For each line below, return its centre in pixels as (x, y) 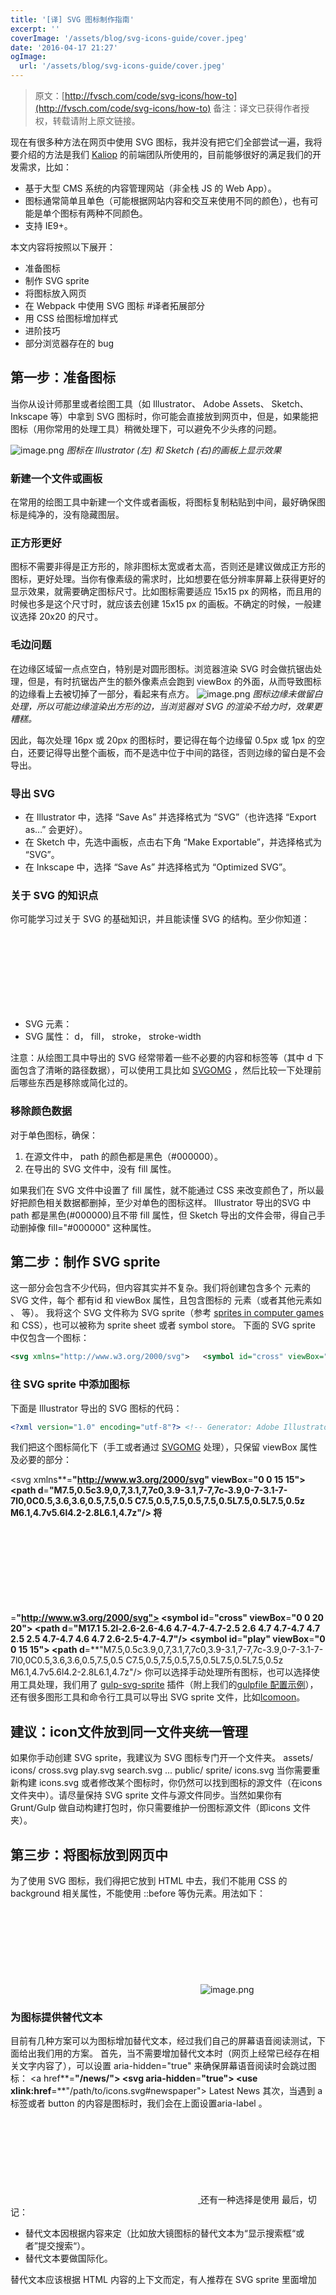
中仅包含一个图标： (50, 1338)
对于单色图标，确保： (54, 1135)
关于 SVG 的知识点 (54, 895)
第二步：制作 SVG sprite (85, 1261)
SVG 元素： (48, 1024)
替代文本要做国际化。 (68, 2258)
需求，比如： (45, 167)
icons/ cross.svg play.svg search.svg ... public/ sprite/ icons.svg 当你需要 (161, 1770)
